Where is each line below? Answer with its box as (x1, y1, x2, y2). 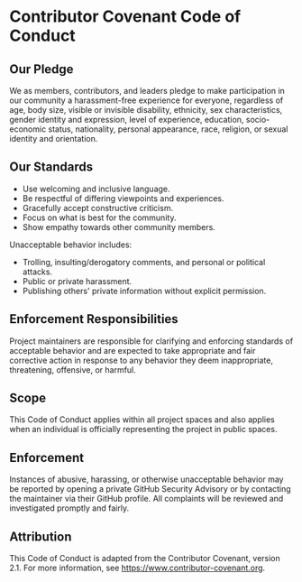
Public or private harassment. (22, 275, 133, 286)
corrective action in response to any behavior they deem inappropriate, (9, 355, 273, 365)
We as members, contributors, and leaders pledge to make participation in (9, 86, 286, 96)
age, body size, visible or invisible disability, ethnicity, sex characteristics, (9, 105, 283, 115)
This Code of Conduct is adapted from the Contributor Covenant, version (9, 553, 281, 564)
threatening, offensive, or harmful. (9, 364, 137, 375)
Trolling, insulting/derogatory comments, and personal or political (22, 256, 266, 267)
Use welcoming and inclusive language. (22, 183, 170, 194)
